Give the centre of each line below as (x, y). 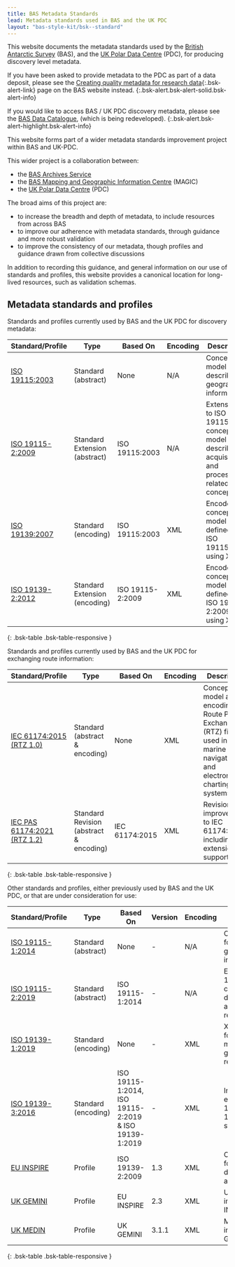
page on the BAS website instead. (86, 90)
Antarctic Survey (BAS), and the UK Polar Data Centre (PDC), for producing (115, 54)
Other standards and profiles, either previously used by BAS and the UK (111, 888)
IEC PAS (24, 822)
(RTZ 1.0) (27, 745)
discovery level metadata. (44, 62)
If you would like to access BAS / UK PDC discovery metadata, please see (114, 111)
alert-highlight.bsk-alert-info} (50, 126)
